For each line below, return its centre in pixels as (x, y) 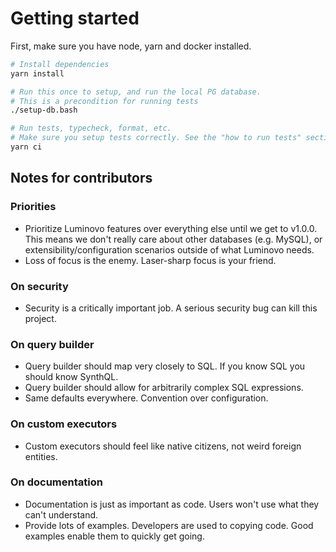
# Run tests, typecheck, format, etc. (91, 128)
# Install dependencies (60, 64)
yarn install (37, 73)
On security (39, 286)
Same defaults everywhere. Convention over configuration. (146, 398)
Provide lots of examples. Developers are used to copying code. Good (169, 525)
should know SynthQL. (71, 377)
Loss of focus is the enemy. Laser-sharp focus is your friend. (150, 260)
